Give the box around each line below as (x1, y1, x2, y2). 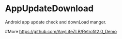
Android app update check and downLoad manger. (5, 19, 107, 25)
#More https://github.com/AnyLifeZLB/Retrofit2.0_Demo (5, 28, 117, 34)
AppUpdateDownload (5, 3, 94, 14)
